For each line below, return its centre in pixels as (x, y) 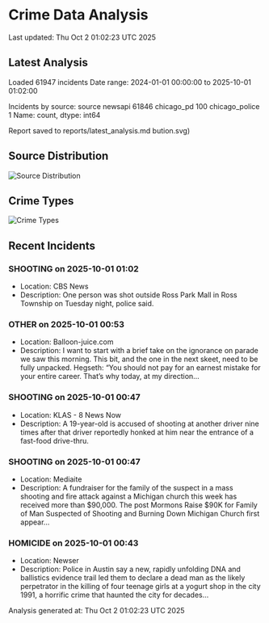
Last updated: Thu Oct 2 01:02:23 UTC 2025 (82, 37)
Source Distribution (59, 156)
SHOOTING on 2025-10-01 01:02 (74, 268)
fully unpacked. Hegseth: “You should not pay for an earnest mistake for (140, 368)
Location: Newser (49, 561)
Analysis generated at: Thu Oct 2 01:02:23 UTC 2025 (97, 611)
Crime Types (41, 201)
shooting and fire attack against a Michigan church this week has (128, 496)
